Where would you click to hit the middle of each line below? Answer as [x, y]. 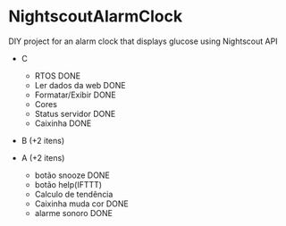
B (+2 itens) [43, 140]
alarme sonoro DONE [74, 213]
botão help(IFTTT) [68, 184]
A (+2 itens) [43, 157]
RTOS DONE [58, 75]
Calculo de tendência [74, 194]
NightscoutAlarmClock [96, 17]
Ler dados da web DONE [80, 85]
